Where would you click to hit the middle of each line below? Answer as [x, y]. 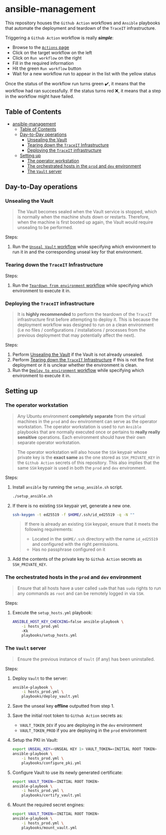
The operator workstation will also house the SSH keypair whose [82, 452]
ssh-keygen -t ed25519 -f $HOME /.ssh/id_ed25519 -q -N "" [73, 515]
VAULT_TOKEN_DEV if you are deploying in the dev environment [81, 725]
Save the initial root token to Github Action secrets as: [67, 716]
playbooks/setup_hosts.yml [49, 636]
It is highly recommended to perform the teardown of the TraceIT [84, 314]
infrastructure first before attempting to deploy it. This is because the [88, 320]
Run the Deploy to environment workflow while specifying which [78, 370]
